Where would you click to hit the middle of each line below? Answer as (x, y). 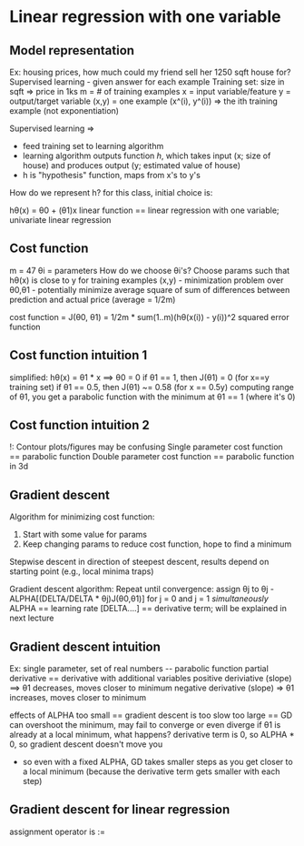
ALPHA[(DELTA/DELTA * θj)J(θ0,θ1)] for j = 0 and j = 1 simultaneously (139, 599)
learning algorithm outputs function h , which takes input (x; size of (147, 156)
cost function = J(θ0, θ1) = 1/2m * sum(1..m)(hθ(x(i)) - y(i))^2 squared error (149, 317)
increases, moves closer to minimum (78, 698)
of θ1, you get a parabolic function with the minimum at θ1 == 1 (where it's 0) (152, 397)
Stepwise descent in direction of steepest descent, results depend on (139, 562)
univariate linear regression (60, 220)
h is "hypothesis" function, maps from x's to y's (112, 175)
